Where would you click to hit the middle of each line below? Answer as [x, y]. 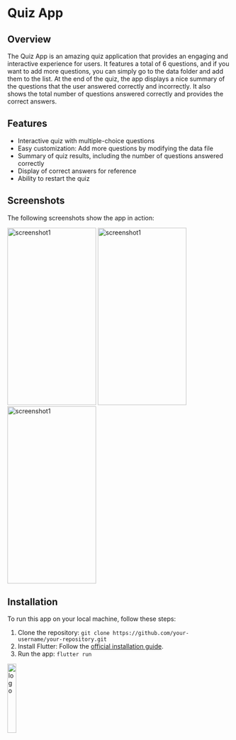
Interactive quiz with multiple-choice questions [86, 140]
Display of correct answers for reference [77, 171]
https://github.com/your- [151, 633]
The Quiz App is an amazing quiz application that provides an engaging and [118, 56]
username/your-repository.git [62, 639]
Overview [29, 39]
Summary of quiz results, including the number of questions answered [120, 156]
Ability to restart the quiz [54, 178]
